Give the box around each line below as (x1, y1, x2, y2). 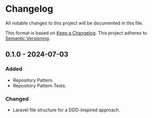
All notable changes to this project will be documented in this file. (5, 20, 144, 26)
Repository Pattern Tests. (12, 82, 67, 88)
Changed (5, 95, 29, 102)
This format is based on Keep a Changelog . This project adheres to (5, 30, 147, 36)
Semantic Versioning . (5, 35, 50, 41)
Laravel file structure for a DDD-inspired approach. (12, 107, 121, 113)
